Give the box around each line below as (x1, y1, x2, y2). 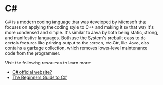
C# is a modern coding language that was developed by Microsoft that (5, 19, 146, 25)
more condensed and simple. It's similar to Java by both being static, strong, (5, 29, 159, 35)
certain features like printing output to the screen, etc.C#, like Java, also (5, 40, 149, 45)
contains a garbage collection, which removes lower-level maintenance (5, 45, 148, 51)
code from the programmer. (5, 50, 61, 56)
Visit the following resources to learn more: (5, 60, 91, 65)
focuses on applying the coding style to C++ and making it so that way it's (5, 24, 154, 30)
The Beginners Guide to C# (12, 74, 67, 80)
